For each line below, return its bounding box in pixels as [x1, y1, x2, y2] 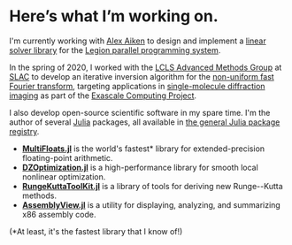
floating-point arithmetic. [21, 152, 113, 163]
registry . [9, 126, 40, 136]
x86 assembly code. [21, 209, 96, 219]
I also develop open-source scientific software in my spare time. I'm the [9, 107, 271, 118]
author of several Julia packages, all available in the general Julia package [9, 117, 280, 127]
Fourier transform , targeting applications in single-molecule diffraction [9, 80, 265, 91]
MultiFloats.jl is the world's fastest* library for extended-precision [21, 143, 265, 154]
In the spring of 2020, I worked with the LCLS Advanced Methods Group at [9, 62, 282, 73]
